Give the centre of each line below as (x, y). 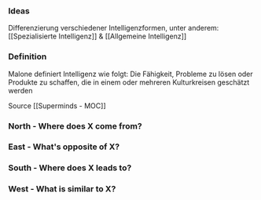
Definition (28, 56)
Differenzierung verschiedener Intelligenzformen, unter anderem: (114, 28)
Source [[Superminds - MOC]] (57, 105)
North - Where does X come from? (75, 125)
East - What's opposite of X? (64, 147)
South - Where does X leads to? (70, 168)
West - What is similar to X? (62, 189)
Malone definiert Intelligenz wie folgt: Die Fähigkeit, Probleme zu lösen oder (130, 74)
